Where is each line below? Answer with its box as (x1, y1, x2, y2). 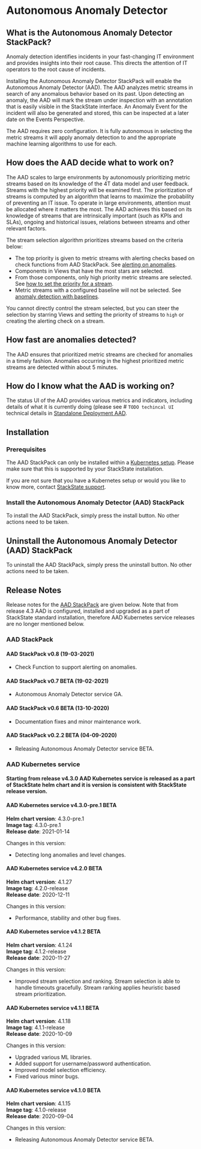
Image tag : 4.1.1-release (6, 1024, 65, 1031)
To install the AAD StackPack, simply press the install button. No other (6, 512, 180, 519)
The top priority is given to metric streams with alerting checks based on (14, 254, 195, 262)
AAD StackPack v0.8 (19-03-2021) (6, 650, 95, 657)
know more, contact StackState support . (6, 483, 106, 491)
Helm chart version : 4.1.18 (6, 1018, 71, 1025)
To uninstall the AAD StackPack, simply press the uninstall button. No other (6, 561, 192, 569)
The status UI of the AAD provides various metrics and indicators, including (6, 397, 193, 404)
